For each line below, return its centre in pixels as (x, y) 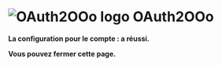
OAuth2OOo (173, 17)
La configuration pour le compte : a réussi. (79, 38)
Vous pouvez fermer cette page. (62, 53)
